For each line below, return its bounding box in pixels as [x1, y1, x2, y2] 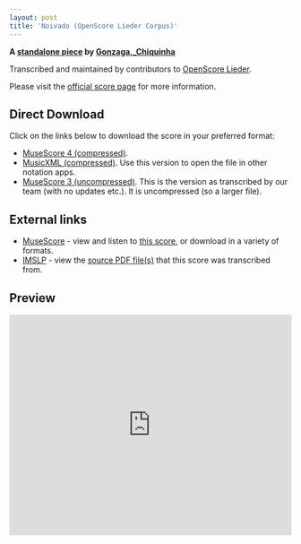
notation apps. [21, 167, 76, 177]
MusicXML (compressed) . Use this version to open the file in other [21, 158, 268, 168]
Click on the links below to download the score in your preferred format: [9, 131, 275, 142]
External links [9, 212, 88, 227]
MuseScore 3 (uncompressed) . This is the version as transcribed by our [21, 177, 288, 187]
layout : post [9, 13, 58, 22]
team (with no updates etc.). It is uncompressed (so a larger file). [21, 186, 262, 197]
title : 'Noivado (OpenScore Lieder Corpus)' [9, 22, 178, 30]
